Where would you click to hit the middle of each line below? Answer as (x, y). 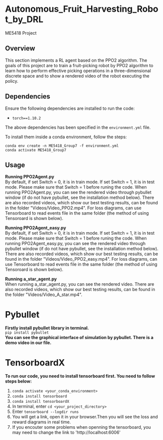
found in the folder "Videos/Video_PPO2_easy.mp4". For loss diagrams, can (81, 259)
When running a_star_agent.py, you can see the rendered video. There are (80, 284)
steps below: (19, 381)
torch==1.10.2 (26, 118)
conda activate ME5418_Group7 (36, 150)
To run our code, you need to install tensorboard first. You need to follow (80, 376)
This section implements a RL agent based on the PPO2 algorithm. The (76, 60)
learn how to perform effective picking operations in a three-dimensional (78, 71)
